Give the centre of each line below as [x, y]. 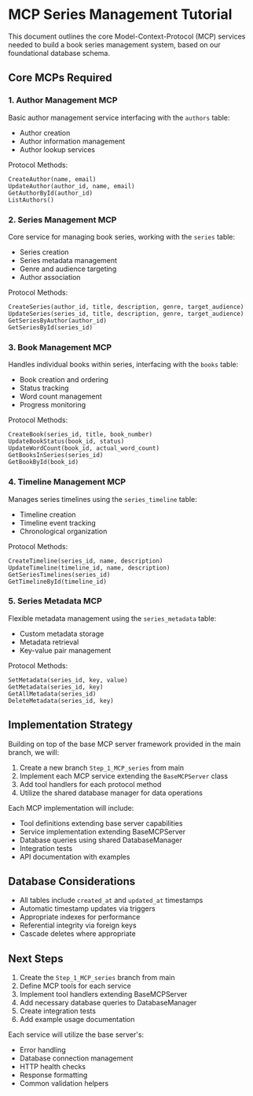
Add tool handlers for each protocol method [90, 784]
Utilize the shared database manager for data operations [111, 793]
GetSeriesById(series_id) [50, 327]
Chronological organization [63, 531]
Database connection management [76, 1058]
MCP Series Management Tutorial [120, 15]
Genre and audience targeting [68, 269]
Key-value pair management [65, 650]
